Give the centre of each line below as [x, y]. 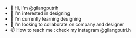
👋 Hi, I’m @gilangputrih [34, 8]
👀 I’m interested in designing [40, 13]
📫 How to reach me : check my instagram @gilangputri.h [71, 30]
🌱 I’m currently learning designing [46, 19]
